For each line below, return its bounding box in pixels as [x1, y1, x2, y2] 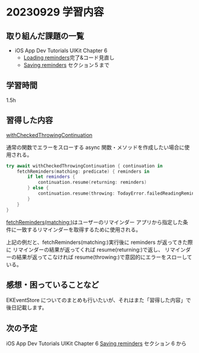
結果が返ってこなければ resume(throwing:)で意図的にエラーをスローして [16, 253, 192, 260]
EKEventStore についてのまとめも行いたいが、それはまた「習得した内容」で [6, 297, 191, 304]
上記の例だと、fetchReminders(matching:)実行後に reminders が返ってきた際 [6, 238, 193, 246]
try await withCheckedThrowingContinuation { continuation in [6, 163, 163, 169]
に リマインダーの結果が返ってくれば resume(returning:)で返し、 [6, 246, 164, 253]
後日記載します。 [6, 304, 47, 311]
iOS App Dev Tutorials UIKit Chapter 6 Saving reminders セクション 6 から [6, 340, 187, 347]
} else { [27, 185, 49, 191]
